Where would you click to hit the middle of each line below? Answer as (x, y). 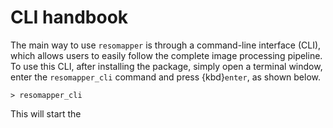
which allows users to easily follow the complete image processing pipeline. (166, 55)
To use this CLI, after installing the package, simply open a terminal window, (166, 66)
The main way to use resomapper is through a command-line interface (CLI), (166, 45)
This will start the (46, 113)
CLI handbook (69, 17)
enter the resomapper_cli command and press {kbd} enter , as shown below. (166, 77)
